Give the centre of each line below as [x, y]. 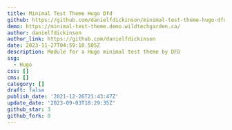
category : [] [26, 84]
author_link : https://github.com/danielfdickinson [81, 39]
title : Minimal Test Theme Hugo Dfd [60, 13]
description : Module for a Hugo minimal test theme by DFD [94, 52]
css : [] [18, 71]
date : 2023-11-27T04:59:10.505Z [54, 45]
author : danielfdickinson [44, 33]
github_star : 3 [29, 109]
